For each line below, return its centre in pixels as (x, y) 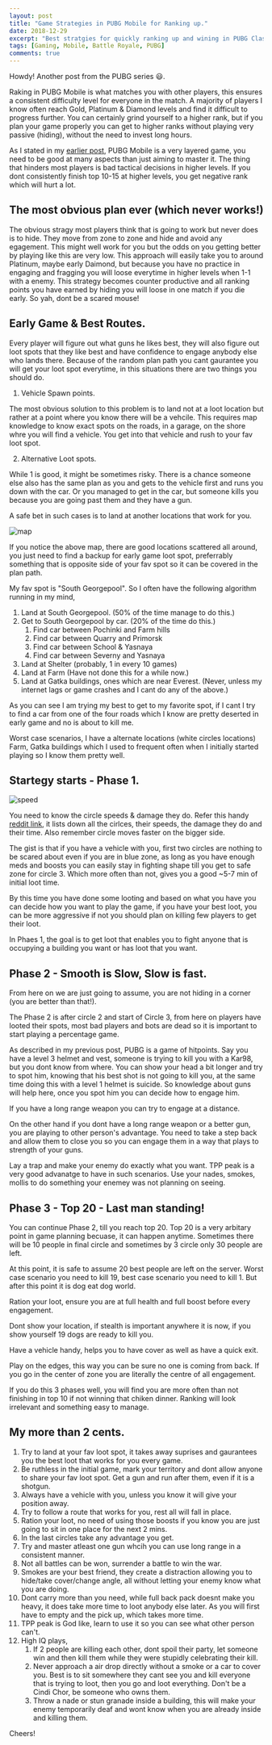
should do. (27, 377)
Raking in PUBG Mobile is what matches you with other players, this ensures (136, 92)
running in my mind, (42, 596)
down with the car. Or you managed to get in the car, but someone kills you (134, 491)
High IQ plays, (44, 1640)
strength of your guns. (46, 1150)
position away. (45, 1503)
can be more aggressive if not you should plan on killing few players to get (133, 915)
